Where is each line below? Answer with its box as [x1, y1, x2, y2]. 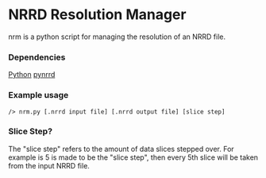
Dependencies [8, 52, 66, 63]
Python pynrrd [8, 70, 56, 79]
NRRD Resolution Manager [8, 6, 187, 24]
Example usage [8, 90, 69, 101]
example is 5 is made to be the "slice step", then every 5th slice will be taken [8, 153, 259, 162]
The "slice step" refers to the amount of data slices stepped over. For [8, 144, 234, 153]
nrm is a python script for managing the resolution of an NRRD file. [8, 32, 226, 41]
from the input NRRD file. [8, 161, 90, 170]
